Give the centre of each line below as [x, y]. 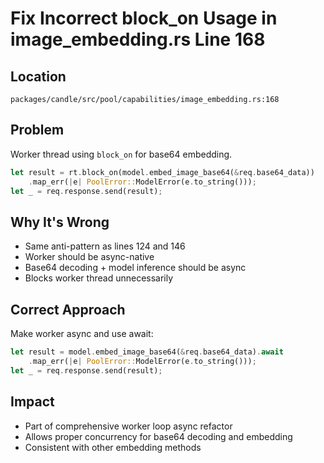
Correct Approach [68, 309]
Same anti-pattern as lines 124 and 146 [105, 246]
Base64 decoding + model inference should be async [135, 268]
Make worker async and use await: [82, 334]
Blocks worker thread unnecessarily [99, 278]
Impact [32, 402]
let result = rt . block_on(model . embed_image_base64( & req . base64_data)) [162, 172]
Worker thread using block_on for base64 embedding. [121, 154]
